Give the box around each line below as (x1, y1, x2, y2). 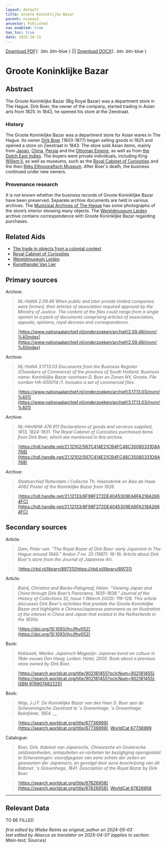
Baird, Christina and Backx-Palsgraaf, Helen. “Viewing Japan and (17, 585, 152, 591)
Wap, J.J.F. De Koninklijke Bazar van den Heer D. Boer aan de (17, 700, 144, 706)
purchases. (5, 218, 29, 224)
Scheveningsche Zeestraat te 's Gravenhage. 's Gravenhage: (17, 705, 142, 711)
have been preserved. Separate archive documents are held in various (5, 198, 148, 204)
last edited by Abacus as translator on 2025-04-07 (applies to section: (5, 832, 150, 838)
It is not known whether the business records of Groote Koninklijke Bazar (5, 192, 154, 198)
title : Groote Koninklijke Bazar (5, 12, 74, 17)
